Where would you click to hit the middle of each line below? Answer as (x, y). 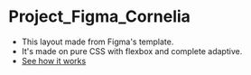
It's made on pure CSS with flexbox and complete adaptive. (132, 51)
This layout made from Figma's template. (98, 42)
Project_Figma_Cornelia (100, 17)
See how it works (54, 61)
